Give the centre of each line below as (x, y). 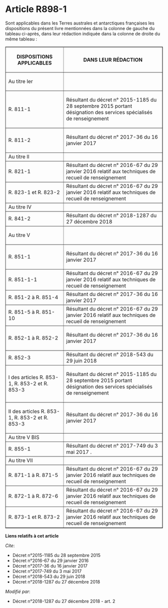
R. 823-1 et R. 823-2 (34, 192)
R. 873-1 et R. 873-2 (34, 517)
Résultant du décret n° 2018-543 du (110, 354)
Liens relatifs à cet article (32, 535)
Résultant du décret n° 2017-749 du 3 (112, 445)
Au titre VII (21, 460)
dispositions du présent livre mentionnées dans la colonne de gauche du (80, 28)
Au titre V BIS (24, 437)
